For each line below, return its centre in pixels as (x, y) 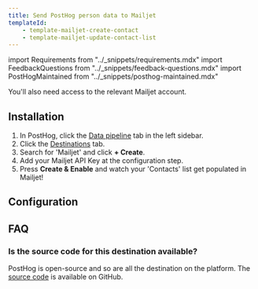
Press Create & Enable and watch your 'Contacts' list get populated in (133, 169)
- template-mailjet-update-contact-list (89, 37)
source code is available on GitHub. (66, 277)
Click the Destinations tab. (62, 144)
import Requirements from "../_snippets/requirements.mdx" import (115, 60)
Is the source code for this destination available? (103, 251)
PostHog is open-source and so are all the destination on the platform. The (129, 269)
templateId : (28, 23)
